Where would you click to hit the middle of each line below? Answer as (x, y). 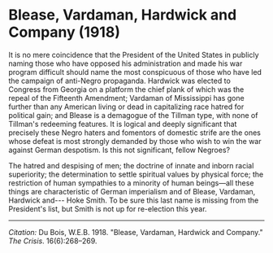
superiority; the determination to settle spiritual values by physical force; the (136, 174)
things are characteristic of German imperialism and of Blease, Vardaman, (132, 191)
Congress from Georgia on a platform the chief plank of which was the (126, 89)
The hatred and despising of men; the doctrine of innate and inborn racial (131, 165)
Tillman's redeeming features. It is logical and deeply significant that (123, 124)
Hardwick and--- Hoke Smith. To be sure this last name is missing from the (134, 200)
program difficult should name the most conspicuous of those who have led (135, 72)
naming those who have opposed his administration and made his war (126, 63)
